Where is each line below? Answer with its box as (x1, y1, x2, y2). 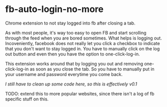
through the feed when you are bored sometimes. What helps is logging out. (5, 35, 162, 41)
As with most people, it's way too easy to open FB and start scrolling (5, 29, 146, 35)
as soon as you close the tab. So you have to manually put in (29, 66, 155, 72)
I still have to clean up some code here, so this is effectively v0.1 (5, 81, 137, 87)
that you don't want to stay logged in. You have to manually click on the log (5, 45, 160, 51)
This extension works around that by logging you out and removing (5, 60, 143, 66)
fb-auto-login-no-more (5, 3, 104, 15)
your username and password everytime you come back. (5, 71, 123, 77)
